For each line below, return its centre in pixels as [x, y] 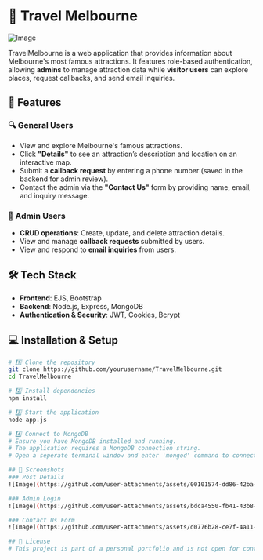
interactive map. [45, 162]
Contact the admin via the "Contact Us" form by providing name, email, [135, 187]
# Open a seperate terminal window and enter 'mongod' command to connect [133, 456]
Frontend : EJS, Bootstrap [60, 298]
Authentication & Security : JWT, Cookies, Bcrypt [100, 315]
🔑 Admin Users [37, 216]
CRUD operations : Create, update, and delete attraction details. [122, 233]
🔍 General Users [41, 125]
